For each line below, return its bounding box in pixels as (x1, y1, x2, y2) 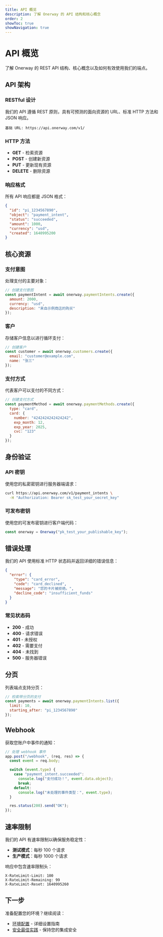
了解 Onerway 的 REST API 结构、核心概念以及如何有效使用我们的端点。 (5, 65, 150, 71)
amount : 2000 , (9, 297, 38, 301)
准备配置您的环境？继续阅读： (5, 910, 65, 916)
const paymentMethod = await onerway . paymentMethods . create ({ (5, 402, 135, 407)
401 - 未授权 (12, 637, 38, 642)
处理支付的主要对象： (5, 278, 48, 284)
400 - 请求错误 (12, 630, 43, 636)
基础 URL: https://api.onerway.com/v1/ (5, 125, 85, 130)
